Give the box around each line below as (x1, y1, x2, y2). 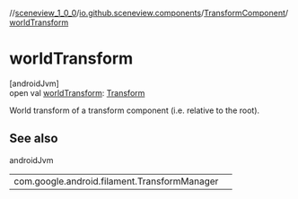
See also (9, 131, 58, 146)
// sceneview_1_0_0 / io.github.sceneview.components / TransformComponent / (9, 8, 289, 18)
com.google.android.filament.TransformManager (13, 175, 219, 187)
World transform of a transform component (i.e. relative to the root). (9, 105, 260, 116)
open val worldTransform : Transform (9, 87, 145, 98)
